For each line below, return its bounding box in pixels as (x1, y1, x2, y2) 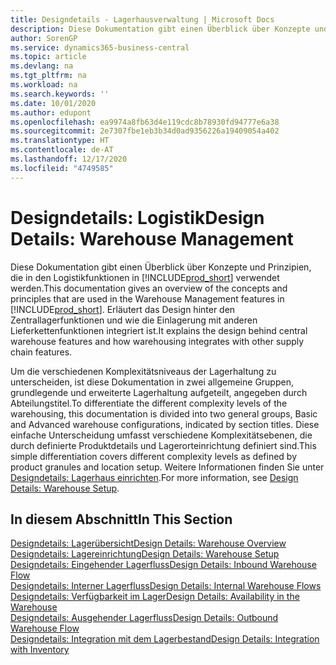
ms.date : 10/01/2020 (10, 98, 97, 108)
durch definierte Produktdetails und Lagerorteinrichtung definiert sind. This (10, 439, 317, 451)
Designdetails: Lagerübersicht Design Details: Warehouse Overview (10, 537, 287, 550)
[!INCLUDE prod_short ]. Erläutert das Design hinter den (10, 303, 236, 315)
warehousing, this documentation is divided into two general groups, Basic (10, 407, 318, 420)
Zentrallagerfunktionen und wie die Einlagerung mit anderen (10, 314, 258, 326)
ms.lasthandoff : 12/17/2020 (10, 154, 128, 164)
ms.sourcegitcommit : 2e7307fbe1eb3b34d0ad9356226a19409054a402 (10, 126, 280, 136)
